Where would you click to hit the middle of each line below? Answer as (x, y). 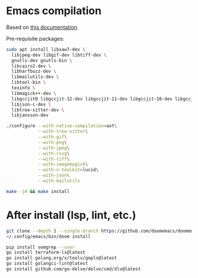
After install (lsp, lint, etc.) (71, 215)
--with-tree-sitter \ (63, 132)
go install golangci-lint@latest (47, 264)
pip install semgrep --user (41, 247)
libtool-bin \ (29, 83)
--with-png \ (52, 142)
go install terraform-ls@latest (46, 253)
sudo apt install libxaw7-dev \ (46, 49)
